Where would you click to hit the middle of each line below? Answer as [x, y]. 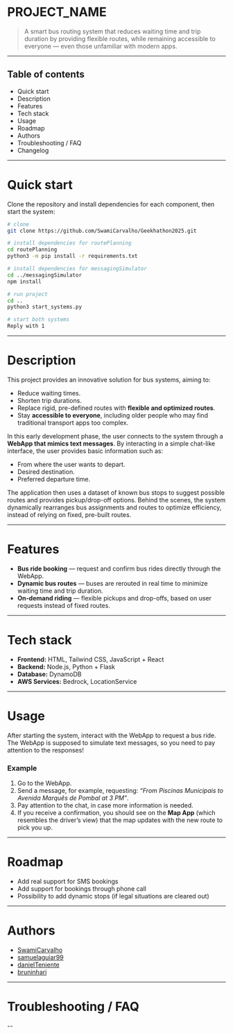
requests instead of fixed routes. [64, 605]
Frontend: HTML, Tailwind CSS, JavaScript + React [90, 659]
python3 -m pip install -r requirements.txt [72, 256]
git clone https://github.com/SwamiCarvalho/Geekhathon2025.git [102, 231]
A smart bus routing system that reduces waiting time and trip [112, 31]
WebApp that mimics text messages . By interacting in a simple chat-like [111, 443]
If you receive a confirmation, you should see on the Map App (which [116, 813]
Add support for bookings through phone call [82, 889]
